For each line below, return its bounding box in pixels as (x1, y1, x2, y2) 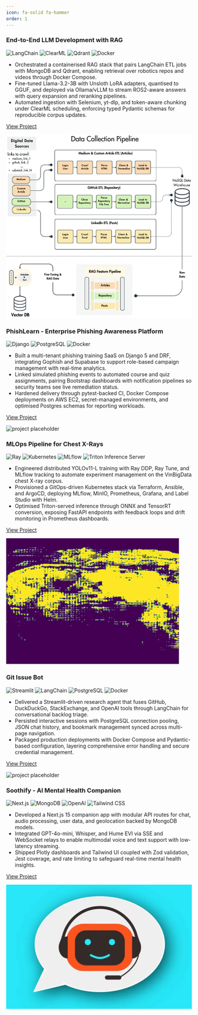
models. (14, 823, 35, 830)
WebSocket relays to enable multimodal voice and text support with (14, 836, 179, 843)
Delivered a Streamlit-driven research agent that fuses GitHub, (14, 698, 167, 705)
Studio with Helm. (14, 496, 58, 503)
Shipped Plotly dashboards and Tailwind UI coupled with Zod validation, (14, 849, 190, 856)
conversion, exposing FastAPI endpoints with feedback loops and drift (14, 509, 186, 516)
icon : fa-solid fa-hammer (6, 9, 70, 15)
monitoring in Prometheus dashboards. (14, 515, 110, 522)
